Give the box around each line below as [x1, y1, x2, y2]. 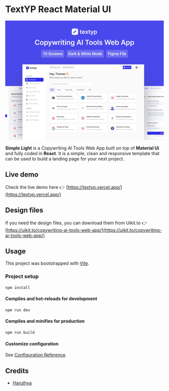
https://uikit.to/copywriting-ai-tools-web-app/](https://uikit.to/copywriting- [7, 227, 162, 233]
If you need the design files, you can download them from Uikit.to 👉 [5, 220, 147, 226]
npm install [5, 285, 30, 290]
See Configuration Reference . [5, 352, 67, 358]
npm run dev [5, 307, 30, 313]
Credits [5, 366, 29, 375]
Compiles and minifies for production [5, 318, 85, 324]
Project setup [5, 273, 39, 280]
